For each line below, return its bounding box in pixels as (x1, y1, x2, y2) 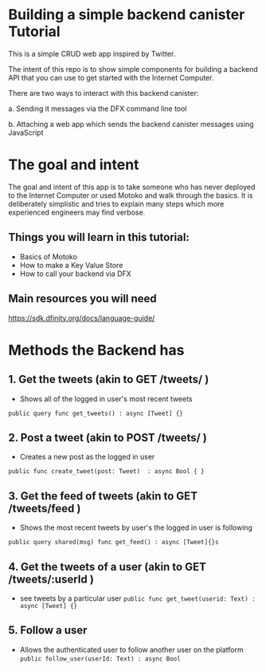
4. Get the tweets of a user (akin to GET (8, 560, 207, 574)
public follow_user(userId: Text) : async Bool (19, 654, 181, 663)
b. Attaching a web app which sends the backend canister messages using (8, 119, 254, 128)
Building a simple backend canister (8, 6, 245, 24)
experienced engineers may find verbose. (8, 207, 146, 217)
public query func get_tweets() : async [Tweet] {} (8, 409, 183, 417)
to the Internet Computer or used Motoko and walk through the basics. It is (8, 190, 253, 200)
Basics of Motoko (19, 251, 78, 261)
